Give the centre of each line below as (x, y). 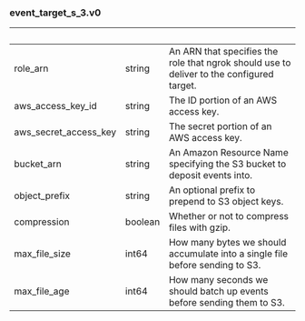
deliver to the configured (221, 75)
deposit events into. (210, 176)
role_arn (31, 68)
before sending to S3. (215, 266)
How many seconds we (218, 280)
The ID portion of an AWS (223, 100)
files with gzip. (200, 227)
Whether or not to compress (228, 216)
